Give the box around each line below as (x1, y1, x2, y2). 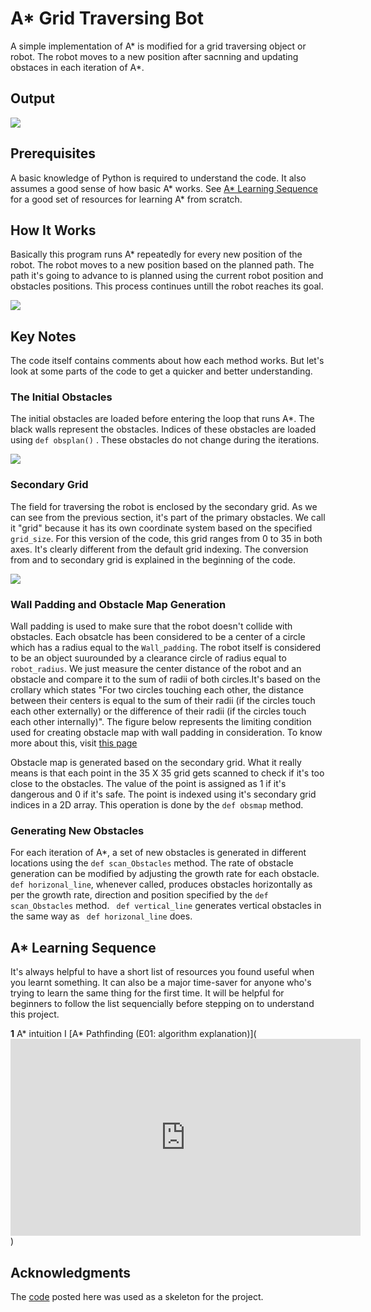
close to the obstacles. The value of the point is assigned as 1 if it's (10, 778, 287, 790)
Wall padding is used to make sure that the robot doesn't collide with (10, 620, 293, 632)
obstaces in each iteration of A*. (10, 61, 145, 73)
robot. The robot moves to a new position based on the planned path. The (10, 259, 315, 271)
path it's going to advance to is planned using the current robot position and (10, 270, 324, 282)
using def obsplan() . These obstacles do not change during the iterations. (10, 434, 320, 446)
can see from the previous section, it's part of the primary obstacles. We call (10, 511, 326, 523)
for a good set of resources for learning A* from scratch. (10, 193, 243, 205)
